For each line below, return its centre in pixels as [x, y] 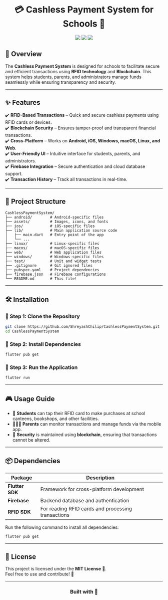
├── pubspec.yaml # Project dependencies [52, 270]
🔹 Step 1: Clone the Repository [42, 316]
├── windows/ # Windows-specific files [54, 257]
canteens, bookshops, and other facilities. [55, 419]
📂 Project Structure [35, 201]
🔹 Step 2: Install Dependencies [43, 344]
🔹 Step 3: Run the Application [41, 367]
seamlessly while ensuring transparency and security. [61, 82]
